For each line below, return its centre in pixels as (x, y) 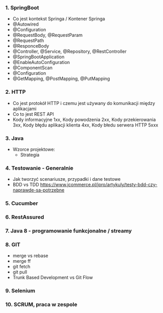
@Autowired (26, 24)
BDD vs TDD (26, 185)
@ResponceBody (31, 46)
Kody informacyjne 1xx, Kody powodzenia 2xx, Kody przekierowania (84, 119)
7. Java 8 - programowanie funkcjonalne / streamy (69, 231)
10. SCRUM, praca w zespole (41, 305)
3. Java (15, 138)
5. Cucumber (22, 203)
